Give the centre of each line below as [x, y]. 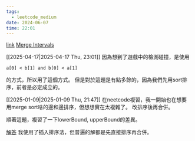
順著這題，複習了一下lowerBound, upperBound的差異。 [73, 120]
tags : [13, 12]
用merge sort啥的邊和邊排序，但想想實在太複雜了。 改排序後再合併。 [90, 107]
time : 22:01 [21, 28]
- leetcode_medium [34, 17]
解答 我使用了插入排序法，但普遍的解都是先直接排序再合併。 [79, 132]
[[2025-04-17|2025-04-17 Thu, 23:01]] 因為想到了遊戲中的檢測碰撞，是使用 [98, 57]
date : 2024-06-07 [27, 22]
